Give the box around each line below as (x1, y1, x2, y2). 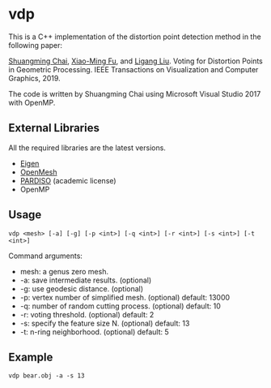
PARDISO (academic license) (19, 175, 116, 185)
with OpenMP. (8, 97, 56, 107)
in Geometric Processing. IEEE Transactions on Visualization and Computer (8, 64, 259, 74)
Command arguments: (8, 251, 83, 261)
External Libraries (8, 121, 100, 135)
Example (8, 350, 53, 364)
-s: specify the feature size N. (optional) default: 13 (19, 318, 190, 328)
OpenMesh (19, 167, 57, 177)
